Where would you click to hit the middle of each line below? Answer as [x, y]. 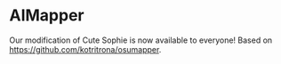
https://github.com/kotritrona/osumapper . [85, 49]
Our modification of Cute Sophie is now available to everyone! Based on [141, 40]
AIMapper [47, 16]
